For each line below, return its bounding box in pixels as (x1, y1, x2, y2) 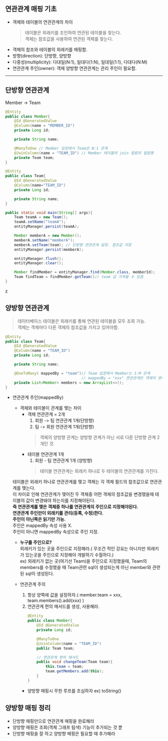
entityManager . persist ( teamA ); (14, 224, 79, 229)
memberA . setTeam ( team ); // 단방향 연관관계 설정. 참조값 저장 (14, 242, 131, 247)
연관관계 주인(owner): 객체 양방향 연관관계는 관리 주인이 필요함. (12, 65, 137, 71)
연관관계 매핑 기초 (5, 4, 57, 13)
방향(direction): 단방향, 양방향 (12, 52, 71, 58)
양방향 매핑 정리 (5, 704, 51, 712)
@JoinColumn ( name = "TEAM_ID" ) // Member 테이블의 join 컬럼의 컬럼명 (14, 150, 154, 155)
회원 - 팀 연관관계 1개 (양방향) (34, 457, 92, 463)
